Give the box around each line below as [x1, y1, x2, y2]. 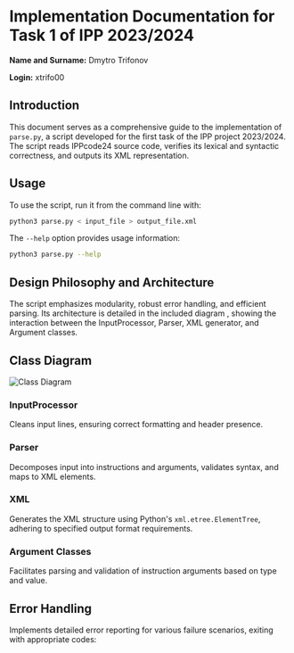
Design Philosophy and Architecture [9, 275, 215, 290]
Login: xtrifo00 [9, 71, 65, 82]
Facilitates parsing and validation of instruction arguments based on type [9, 566, 278, 576]
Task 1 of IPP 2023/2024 [9, 25, 194, 45]
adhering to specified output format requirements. [9, 523, 193, 533]
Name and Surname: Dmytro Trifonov [9, 54, 149, 65]
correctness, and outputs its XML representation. [9, 150, 190, 161]
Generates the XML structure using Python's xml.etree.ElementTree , [9, 513, 261, 524]
